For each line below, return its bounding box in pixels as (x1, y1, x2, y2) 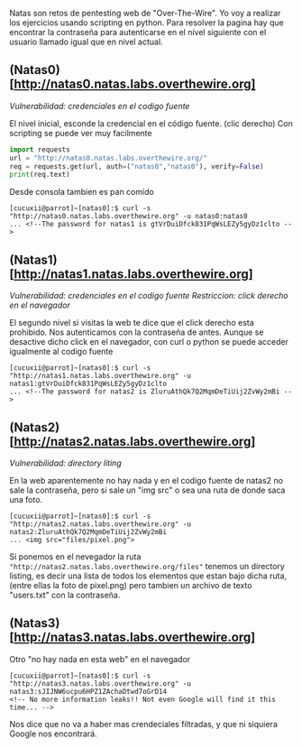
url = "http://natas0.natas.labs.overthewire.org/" (9, 153, 207, 162)
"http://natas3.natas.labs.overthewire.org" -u (9, 679, 192, 688)
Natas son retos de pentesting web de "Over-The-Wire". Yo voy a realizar (9, 8, 281, 18)
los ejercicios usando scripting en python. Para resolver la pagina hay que (9, 17, 284, 28)
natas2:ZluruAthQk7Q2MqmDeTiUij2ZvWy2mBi (9, 527, 168, 536)
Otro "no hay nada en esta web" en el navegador (9, 653, 191, 664)
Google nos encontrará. (9, 728, 97, 739)
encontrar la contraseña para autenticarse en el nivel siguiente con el (9, 27, 267, 37)
